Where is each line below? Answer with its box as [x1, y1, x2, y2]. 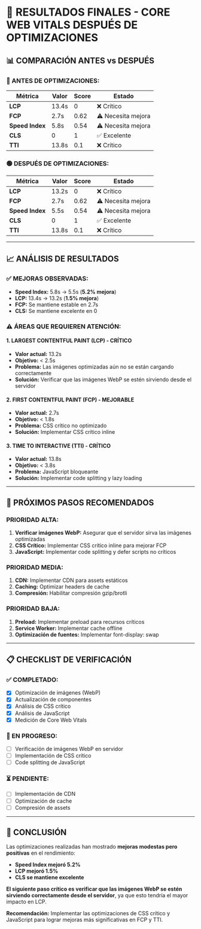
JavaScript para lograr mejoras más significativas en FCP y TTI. [6, 916, 163, 924]
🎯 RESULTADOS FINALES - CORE [6, 5, 170, 19]
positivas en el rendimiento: [6, 849, 76, 856]
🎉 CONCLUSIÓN [6, 827, 67, 838]
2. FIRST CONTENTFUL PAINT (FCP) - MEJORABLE [6, 396, 135, 403]
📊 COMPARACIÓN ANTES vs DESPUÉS [6, 55, 154, 65]
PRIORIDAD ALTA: [6, 515, 59, 524]
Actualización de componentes [14, 696, 92, 703]
